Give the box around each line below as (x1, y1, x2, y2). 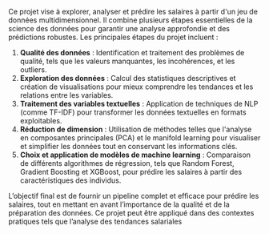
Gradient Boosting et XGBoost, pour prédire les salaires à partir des (19, 167, 243, 176)
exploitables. (19, 116, 62, 125)
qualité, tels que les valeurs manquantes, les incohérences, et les (19, 56, 235, 66)
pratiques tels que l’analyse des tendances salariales (8, 216, 183, 226)
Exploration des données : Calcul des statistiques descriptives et (19, 74, 236, 83)
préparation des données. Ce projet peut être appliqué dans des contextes (8, 208, 255, 217)
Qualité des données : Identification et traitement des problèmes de (19, 48, 245, 57)
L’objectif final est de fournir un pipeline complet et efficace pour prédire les (8, 192, 259, 200)
